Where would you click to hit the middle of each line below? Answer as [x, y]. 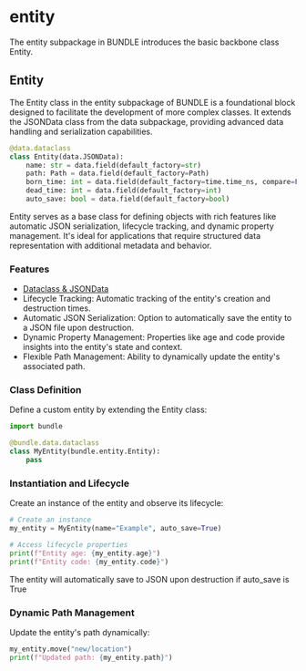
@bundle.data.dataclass [55, 443]
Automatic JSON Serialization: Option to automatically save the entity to [157, 318]
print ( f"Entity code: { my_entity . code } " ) [89, 562]
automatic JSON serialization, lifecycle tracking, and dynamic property [142, 226]
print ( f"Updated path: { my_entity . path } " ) [91, 657]
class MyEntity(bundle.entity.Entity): [85, 452]
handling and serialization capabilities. [81, 131]
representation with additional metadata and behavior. [111, 245]
